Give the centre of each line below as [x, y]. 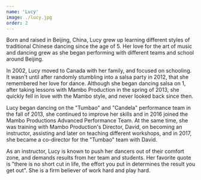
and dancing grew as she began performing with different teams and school [100, 53]
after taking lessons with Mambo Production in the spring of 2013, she [93, 90]
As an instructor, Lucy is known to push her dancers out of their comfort [95, 151]
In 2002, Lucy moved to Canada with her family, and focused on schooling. [99, 71]
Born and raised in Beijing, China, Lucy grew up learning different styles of [98, 40]
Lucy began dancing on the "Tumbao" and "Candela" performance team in [98, 108]
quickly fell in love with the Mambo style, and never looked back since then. [100, 96]
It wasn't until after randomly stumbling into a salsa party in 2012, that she [97, 77]
